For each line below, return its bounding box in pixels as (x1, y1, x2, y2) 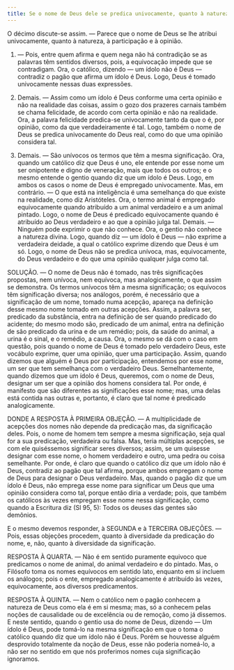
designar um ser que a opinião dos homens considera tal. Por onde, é (7, 378, 207, 387)
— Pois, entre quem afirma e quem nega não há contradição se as (17, 50, 208, 58)
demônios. (7, 511, 38, 519)
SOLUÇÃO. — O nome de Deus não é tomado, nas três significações (7, 268, 203, 276)
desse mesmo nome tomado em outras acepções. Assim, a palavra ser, (7, 305, 212, 313)
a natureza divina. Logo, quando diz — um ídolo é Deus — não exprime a (17, 232, 227, 241)
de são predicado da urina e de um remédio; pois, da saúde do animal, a (7, 327, 214, 335)
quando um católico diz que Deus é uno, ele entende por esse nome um (17, 158, 224, 167)
